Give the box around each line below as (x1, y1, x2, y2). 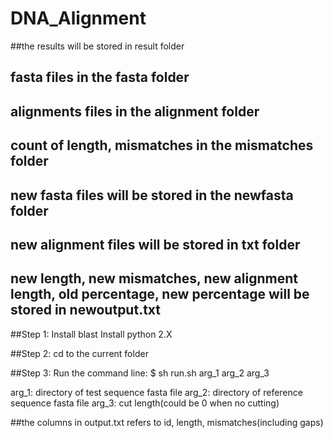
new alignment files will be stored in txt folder (10, 236, 301, 253)
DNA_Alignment (10, 7, 147, 30)
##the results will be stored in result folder (10, 40, 185, 52)
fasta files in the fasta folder (10, 69, 190, 86)
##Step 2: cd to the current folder (10, 347, 149, 359)
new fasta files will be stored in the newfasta (10, 187, 294, 204)
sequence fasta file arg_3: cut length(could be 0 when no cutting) (10, 397, 280, 409)
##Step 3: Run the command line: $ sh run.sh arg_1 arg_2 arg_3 (10, 367, 270, 379)
